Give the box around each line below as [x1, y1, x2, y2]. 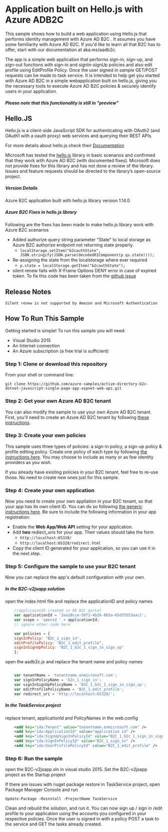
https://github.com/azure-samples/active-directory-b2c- [27, 381, 149, 386]
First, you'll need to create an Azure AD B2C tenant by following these [5, 414, 149, 420]
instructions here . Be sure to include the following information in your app [5, 509, 156, 515]
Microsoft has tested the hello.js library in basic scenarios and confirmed [5, 152, 155, 158]
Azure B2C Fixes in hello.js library [5, 209, 77, 215]
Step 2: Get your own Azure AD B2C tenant [5, 397, 111, 404]
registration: [5, 514, 30, 520]
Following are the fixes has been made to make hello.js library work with [5, 222, 154, 228]
